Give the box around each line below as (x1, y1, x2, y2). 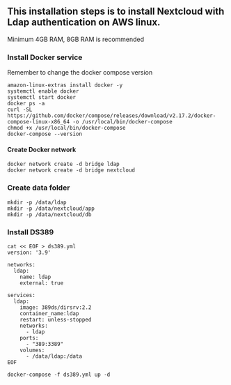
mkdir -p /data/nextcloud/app (7, 205, 95, 212)
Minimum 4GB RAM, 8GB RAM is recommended (7, 35, 145, 43)
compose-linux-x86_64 (7, 119, 70, 126)
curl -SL (7, 106, 33, 114)
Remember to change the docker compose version (7, 68, 153, 77)
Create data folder (7, 183, 70, 192)
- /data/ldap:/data (25, 352, 82, 360)
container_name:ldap (19, 310, 79, 317)
